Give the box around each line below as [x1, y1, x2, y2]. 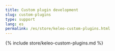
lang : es [5, 21, 24, 27]
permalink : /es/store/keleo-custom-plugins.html [5, 26, 110, 31]
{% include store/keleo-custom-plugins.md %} [5, 40, 103, 46]
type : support [5, 17, 36, 22]
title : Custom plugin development [5, 7, 79, 13]
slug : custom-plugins [5, 12, 51, 17]
